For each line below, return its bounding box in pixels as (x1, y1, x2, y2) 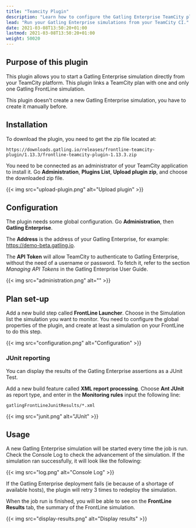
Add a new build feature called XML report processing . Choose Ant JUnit (6, 385, 184, 392)
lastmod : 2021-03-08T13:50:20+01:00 (6, 30, 95, 36)
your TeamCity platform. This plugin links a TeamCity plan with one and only (6, 79, 190, 86)
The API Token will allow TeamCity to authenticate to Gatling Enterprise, (6, 253, 179, 260)
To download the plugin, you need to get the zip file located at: (6, 135, 156, 142)
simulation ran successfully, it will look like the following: (6, 457, 142, 465)
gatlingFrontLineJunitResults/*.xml (6, 402, 95, 408)
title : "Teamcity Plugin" (6, 8, 69, 15)
